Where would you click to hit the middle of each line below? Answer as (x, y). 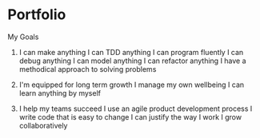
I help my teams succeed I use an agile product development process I (136, 108)
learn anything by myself (60, 93)
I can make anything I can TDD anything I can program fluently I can (131, 52)
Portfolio (37, 15)
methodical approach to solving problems (88, 69)
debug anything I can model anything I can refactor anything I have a (132, 61)
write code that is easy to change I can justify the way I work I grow (130, 116)
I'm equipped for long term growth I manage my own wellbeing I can (132, 85)
